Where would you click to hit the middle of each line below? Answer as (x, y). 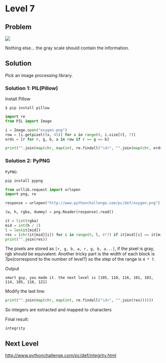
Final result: (17, 320)
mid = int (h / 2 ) (23, 225)
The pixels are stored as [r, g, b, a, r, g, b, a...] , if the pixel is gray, (80, 249)
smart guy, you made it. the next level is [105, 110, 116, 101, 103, (79, 278)
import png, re (21, 194)
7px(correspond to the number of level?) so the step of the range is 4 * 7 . (80, 259)
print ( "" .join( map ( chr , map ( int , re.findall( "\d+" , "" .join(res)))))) (79, 300)
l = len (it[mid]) (23, 230)
